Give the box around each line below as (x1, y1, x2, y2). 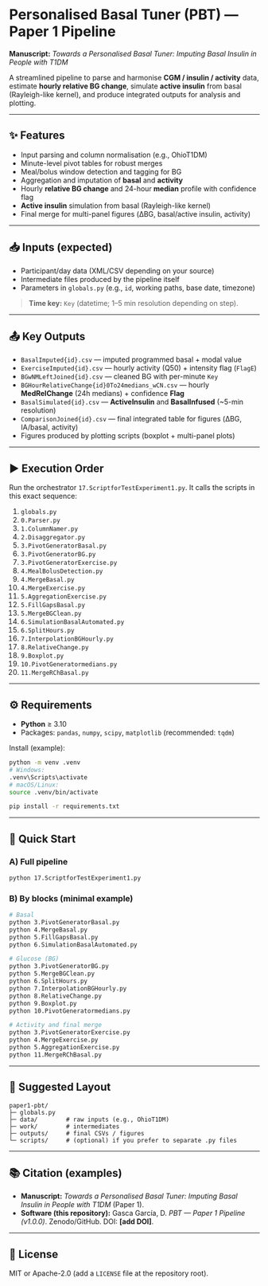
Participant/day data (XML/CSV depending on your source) (20, 265, 215, 276)
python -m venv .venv (9, 759, 81, 767)
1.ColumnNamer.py (20, 525, 79, 533)
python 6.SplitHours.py (9, 978, 88, 986)
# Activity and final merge (9, 1021, 103, 1029)
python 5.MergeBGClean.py (9, 970, 95, 978)
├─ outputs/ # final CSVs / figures (9, 1129, 146, 1137)
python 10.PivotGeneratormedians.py (9, 1006, 130, 1015)
